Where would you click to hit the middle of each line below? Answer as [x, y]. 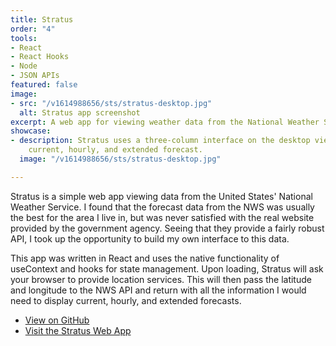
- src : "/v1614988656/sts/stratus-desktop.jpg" [111, 103]
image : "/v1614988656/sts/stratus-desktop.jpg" [120, 159]
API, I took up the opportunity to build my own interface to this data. [150, 238]
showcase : [31, 131]
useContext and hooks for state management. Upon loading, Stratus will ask [167, 268]
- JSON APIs [35, 76]
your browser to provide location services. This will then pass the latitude [161, 279]
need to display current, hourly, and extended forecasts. [126, 300]
